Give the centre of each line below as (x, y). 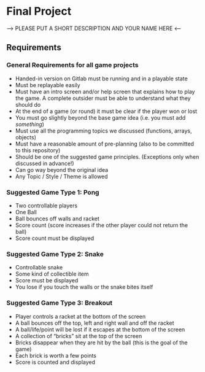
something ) (30, 124)
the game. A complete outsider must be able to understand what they (103, 98)
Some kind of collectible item (52, 274)
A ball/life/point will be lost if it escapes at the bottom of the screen (100, 329)
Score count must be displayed (55, 238)
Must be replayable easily (48, 85)
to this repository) (38, 150)
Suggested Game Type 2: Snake (55, 254)
